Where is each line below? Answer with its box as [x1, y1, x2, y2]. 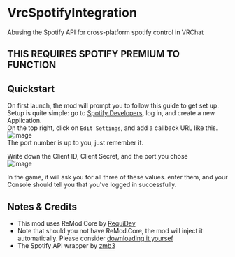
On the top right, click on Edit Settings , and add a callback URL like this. [7, 124, 218, 132]
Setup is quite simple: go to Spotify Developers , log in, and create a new [7, 109, 215, 117]
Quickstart [7, 82, 55, 95]
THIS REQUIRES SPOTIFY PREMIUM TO [7, 48, 180, 60]
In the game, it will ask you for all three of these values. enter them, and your [7, 173, 228, 182]
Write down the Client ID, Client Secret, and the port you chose [7, 152, 189, 161]
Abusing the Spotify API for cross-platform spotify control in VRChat [7, 28, 204, 36]
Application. [7, 117, 42, 125]
